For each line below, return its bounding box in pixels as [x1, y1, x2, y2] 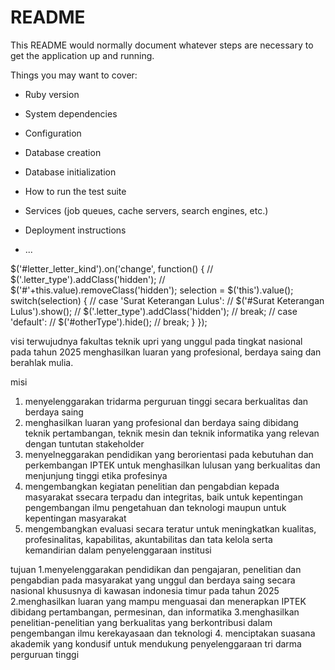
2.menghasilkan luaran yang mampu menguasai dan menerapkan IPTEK [10, 595, 307, 607]
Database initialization [24, 166, 117, 178]
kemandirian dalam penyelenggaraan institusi [24, 544, 212, 556]
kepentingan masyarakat [24, 512, 127, 524]
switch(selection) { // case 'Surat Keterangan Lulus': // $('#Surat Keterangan [10, 294, 325, 306]
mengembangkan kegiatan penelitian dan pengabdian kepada [24, 480, 280, 492]
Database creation [24, 146, 102, 158]
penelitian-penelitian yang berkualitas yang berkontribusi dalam [10, 616, 273, 628]
